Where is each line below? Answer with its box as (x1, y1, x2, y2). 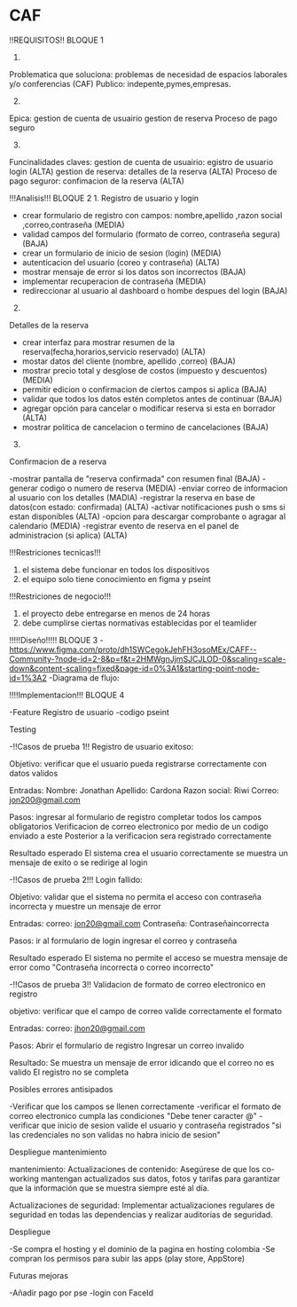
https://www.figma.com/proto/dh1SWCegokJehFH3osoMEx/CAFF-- (9, 644, 257, 655)
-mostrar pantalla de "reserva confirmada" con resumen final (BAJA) (9, 473, 261, 484)
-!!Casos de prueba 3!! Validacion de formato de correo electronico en (9, 979, 266, 989)
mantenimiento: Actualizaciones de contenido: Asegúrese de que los (9, 1163, 260, 1174)
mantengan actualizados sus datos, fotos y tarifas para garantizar (40, 1173, 281, 1184)
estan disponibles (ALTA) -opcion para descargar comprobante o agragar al (9, 511, 286, 522)
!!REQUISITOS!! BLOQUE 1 (9, 35, 104, 45)
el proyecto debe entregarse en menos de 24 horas (21, 608, 211, 618)
